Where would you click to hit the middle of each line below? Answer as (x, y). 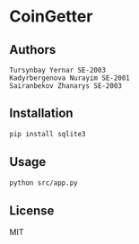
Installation (41, 113)
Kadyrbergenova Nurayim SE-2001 (69, 78)
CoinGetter (51, 17)
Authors (33, 50)
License (32, 210)
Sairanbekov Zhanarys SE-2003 (66, 86)
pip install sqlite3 (48, 134)
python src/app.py (43, 183)
